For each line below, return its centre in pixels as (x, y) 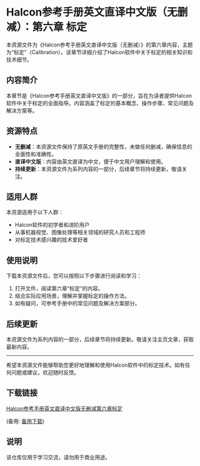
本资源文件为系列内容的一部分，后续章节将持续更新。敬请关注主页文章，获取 (100, 339)
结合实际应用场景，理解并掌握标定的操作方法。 (72, 296)
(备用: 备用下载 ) (25, 421)
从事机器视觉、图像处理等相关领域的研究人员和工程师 (80, 232)
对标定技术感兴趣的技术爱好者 (51, 240)
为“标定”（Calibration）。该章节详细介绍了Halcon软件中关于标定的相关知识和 (99, 52)
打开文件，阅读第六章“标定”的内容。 (59, 289)
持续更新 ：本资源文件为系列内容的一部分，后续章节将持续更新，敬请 (98, 169)
